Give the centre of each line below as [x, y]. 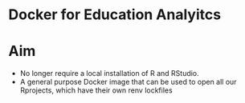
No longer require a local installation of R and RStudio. [109, 73]
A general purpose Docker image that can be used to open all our [128, 82]
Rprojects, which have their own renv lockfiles [96, 90]
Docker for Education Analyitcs [115, 15]
